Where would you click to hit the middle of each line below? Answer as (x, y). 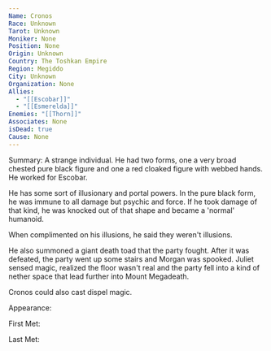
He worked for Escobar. (48, 177)
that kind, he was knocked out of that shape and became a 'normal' (122, 210)
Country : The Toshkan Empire (58, 62)
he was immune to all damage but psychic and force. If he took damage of (133, 201)
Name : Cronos (31, 16)
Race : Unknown (33, 24)
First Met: (24, 323)
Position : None (34, 46)
